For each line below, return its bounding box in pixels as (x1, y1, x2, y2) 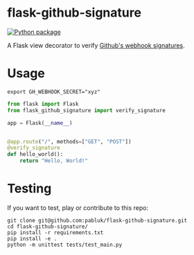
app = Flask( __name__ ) (7, 119, 73, 126)
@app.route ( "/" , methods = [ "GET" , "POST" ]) (7, 138, 132, 145)
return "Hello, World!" (19, 157, 89, 164)
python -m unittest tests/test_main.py (7, 241, 123, 248)
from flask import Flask (7, 100, 79, 107)
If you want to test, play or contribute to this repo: (7, 203, 149, 212)
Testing (7, 181, 52, 197)
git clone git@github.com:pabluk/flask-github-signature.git (7, 217, 188, 224)
